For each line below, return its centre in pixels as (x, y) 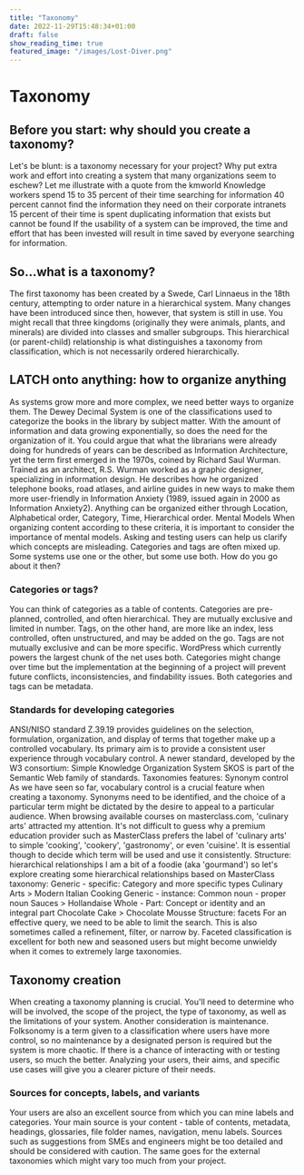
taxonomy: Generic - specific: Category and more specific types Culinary (146, 884)
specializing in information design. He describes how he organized (134, 479)
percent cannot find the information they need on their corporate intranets (148, 204)
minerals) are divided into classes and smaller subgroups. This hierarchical (149, 331)
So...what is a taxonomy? (83, 272)
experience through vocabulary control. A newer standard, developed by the (152, 758)
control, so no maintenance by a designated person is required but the (141, 1041)
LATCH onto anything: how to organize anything (148, 380)
